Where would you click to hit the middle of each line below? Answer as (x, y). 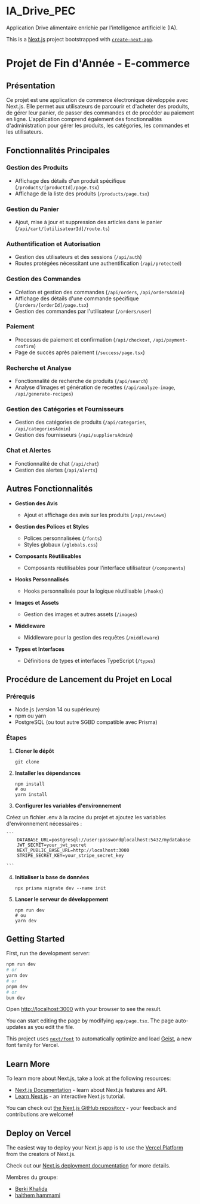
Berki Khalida (31, 1189)
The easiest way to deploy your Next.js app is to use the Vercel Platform (95, 1148)
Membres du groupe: (32, 1177)
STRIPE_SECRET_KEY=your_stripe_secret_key (70, 855)
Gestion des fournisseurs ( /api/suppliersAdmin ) (74, 435)
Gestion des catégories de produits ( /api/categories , (81, 422)
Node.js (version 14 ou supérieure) (57, 710)
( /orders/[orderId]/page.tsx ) (52, 304)
